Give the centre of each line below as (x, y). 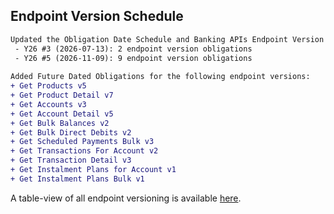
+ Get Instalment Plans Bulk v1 (77, 179)
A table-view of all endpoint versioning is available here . (126, 198)
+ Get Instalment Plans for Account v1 (93, 170)
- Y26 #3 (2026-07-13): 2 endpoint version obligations (133, 49)
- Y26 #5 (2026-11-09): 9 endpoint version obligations (133, 58)
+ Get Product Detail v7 (62, 95)
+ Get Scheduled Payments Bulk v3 (82, 142)
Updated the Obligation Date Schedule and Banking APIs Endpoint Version (167, 39)
